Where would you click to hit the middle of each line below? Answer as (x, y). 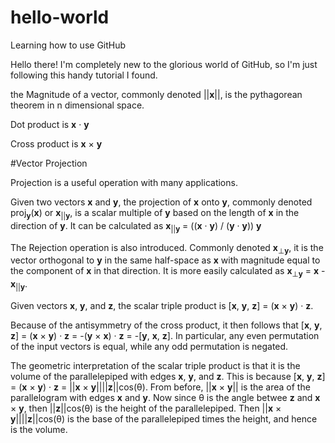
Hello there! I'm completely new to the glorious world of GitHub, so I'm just (164, 64)
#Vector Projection (49, 163)
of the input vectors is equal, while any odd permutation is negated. (149, 346)
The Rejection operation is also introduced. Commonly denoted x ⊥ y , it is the (167, 248)
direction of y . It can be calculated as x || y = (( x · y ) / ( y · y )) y (136, 226)
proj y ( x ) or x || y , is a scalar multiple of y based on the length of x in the (155, 213)
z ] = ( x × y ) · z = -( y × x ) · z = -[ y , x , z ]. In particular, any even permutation (165, 335)
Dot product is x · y (50, 124)
